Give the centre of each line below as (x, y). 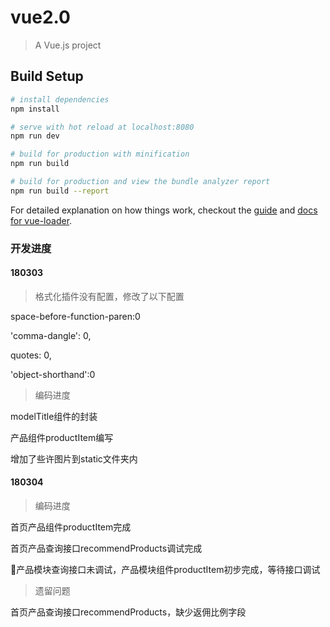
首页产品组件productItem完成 (71, 527)
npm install (35, 109)
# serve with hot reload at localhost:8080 (102, 127)
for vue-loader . (41, 220)
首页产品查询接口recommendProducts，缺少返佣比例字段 (128, 612)
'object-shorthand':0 (53, 374)
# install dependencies (60, 99)
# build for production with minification (100, 154)
